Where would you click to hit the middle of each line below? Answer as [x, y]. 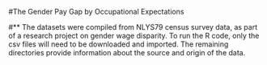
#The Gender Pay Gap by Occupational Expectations [96, 12]
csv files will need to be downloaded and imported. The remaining [119, 44]
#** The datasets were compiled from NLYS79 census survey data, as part [133, 27]
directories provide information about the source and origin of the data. [127, 53]
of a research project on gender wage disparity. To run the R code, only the [134, 36]
